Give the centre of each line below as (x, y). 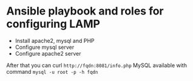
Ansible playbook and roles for (85, 11)
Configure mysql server (45, 47)
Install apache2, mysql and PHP (55, 40)
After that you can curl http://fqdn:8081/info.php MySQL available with (96, 65)
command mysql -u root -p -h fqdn (52, 71)
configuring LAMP (53, 24)
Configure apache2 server (48, 53)
